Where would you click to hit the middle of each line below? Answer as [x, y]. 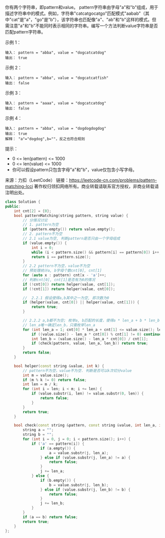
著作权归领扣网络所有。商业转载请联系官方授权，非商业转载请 [96, 186]
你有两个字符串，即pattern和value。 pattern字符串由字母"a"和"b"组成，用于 [82, 7]
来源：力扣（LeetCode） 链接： [37, 180]
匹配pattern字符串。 [25, 32]
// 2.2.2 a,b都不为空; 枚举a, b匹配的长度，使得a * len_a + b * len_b [91, 321]
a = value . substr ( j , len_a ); [79, 453]
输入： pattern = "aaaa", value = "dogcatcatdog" [56, 103]
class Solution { [23, 202]
